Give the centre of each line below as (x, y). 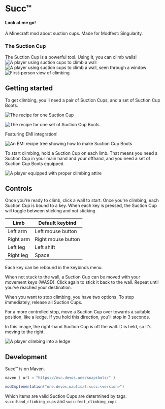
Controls (19, 188)
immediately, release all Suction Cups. (44, 302)
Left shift (45, 247)
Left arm (17, 231)
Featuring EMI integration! (31, 134)
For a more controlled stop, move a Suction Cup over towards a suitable (78, 312)
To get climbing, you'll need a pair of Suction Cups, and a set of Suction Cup (83, 100)
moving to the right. (25, 332)
